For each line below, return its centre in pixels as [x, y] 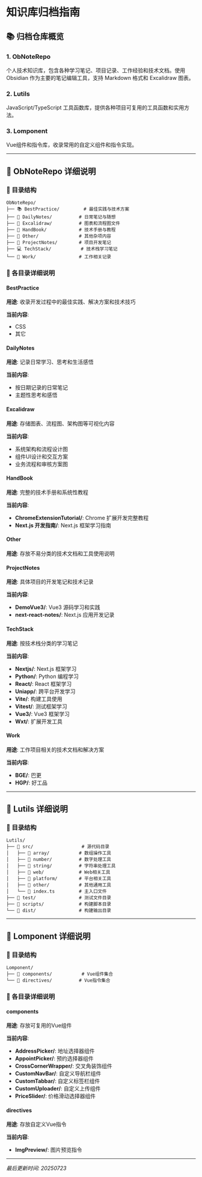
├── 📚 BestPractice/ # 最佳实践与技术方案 [68, 209]
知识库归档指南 [43, 12]
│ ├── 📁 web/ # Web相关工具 [58, 872]
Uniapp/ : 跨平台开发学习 [45, 691]
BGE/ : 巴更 [28, 775]
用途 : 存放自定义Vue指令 [37, 1124]
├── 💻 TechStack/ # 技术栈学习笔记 [62, 249]
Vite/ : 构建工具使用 [38, 699]
